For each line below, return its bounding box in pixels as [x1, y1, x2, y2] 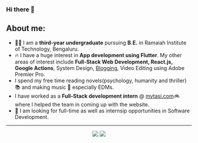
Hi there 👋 [6, 5, 35, 14]
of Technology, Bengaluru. [14, 45, 80, 52]
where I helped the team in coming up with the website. [14, 101, 150, 108]
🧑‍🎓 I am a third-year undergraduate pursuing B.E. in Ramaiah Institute [14, 39, 187, 46]
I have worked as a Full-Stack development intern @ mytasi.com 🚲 [14, 92, 180, 99]
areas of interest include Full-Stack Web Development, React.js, [14, 58, 173, 65]
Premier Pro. [14, 71, 45, 78]
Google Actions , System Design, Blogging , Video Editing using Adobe [14, 64, 184, 71]
